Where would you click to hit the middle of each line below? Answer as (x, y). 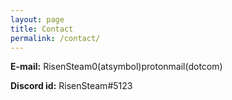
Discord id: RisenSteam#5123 (71, 86)
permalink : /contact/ (55, 38)
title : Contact (42, 29)
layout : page (37, 19)
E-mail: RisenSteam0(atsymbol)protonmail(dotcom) (116, 67)
